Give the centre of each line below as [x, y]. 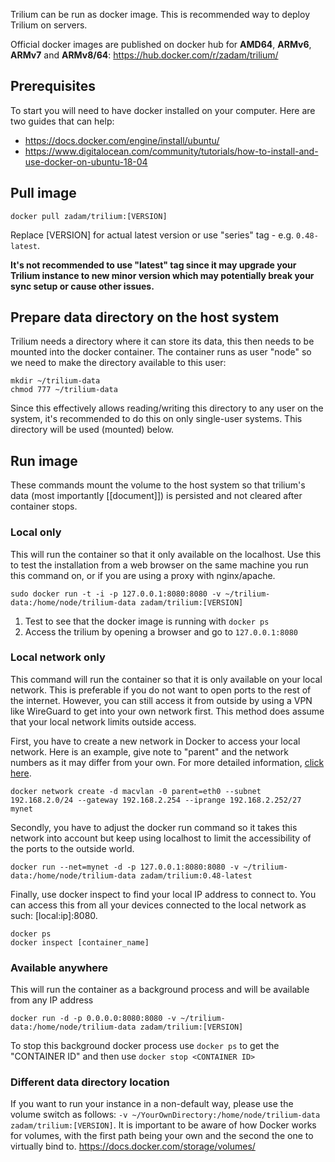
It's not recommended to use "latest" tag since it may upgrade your [153, 265]
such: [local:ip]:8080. [54, 915]
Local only [36, 532]
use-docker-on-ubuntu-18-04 [86, 161]
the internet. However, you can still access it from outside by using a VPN [161, 700]
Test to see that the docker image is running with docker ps [147, 621]
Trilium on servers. [49, 25]
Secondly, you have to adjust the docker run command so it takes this [154, 827]
